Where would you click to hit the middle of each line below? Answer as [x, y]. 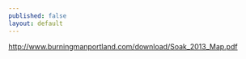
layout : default [36, 23]
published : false [38, 16]
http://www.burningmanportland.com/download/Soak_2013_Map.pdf [123, 46]
